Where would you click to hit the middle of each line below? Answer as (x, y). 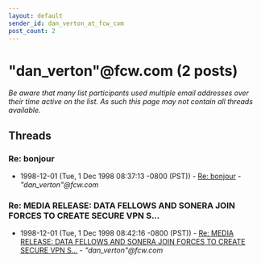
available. (25, 111)
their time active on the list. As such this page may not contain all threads (131, 102)
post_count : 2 (32, 31)
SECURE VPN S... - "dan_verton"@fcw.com (91, 250)
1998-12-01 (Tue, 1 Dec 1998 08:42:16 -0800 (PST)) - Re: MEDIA (127, 233)
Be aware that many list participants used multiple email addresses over (129, 93)
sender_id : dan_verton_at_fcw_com (66, 23)
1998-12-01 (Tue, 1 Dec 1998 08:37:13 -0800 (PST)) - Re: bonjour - (130, 176)
